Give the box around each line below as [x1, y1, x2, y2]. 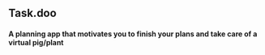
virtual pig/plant [8, 37, 64, 47]
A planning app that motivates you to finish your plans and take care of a [8, 28, 258, 39]
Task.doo [8, 6, 57, 20]
